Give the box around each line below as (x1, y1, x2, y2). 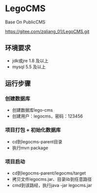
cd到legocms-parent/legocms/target (12, 170, 86, 176)
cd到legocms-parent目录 (12, 138, 62, 144)
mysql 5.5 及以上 (12, 64, 46, 70)
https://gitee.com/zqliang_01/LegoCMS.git (5, 28, 90, 34)
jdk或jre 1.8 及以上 (12, 58, 49, 63)
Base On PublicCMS (5, 19, 45, 25)
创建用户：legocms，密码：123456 (12, 113, 83, 119)
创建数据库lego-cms (12, 107, 53, 113)
